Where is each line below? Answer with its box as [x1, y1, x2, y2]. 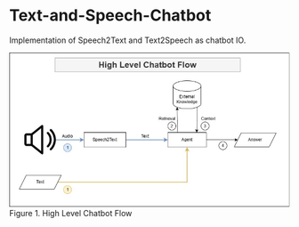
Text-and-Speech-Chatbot [9, 5, 212, 26]
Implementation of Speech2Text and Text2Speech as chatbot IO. [9, 35, 246, 45]
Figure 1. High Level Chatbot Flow [9, 208, 133, 219]
